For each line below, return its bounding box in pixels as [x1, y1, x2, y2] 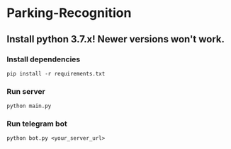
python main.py [6, 102, 52, 110]
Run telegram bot [6, 119, 68, 129]
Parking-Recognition [6, 5, 132, 21]
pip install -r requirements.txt [6, 70, 106, 77]
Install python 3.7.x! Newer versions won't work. [6, 33, 225, 45]
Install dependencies [6, 54, 81, 64]
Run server [6, 86, 45, 96]
